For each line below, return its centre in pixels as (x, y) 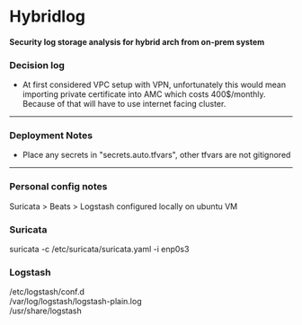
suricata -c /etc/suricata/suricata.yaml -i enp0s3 (99, 249)
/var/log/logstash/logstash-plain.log (75, 302)
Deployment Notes (51, 135)
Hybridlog (47, 17)
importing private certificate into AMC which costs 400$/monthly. (144, 94)
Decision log (37, 65)
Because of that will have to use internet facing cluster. (124, 104)
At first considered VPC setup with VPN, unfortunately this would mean (154, 85)
